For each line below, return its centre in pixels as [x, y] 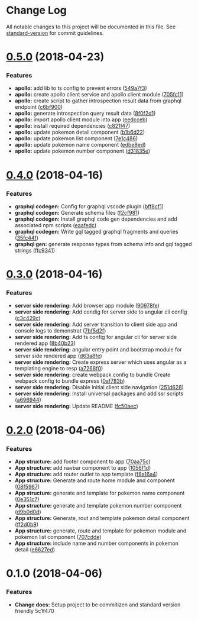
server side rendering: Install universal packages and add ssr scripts [99, 393]
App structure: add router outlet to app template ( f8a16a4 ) [86, 474]
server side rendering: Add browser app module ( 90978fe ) [87, 306]
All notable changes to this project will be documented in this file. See [91, 27]
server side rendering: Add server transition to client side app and [96, 324]
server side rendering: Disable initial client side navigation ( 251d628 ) [99, 387]
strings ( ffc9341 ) [35, 250]
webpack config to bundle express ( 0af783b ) [70, 381]
